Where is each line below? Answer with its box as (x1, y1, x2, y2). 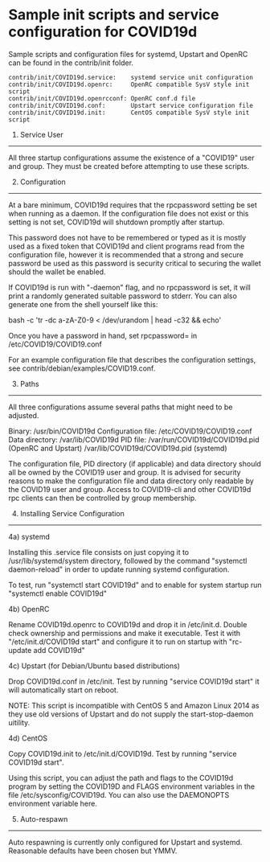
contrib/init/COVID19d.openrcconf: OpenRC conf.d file (8, 94, 196, 102)
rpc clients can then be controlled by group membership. (8, 493, 197, 503)
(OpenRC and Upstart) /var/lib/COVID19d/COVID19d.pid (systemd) (8, 443, 227, 453)
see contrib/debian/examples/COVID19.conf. (8, 363, 156, 373)
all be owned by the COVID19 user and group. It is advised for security (8, 467, 241, 477)
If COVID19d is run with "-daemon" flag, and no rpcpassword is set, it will (8, 282, 251, 292)
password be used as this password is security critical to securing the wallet (8, 258, 261, 268)
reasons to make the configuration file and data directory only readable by (8, 476, 255, 486)
